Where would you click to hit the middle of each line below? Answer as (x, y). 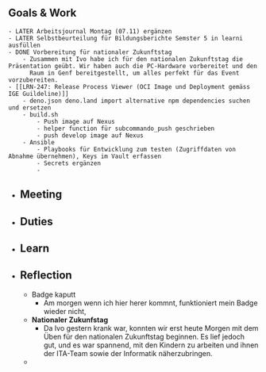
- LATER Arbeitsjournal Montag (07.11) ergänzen (90, 31)
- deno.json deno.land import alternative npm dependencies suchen (136, 101)
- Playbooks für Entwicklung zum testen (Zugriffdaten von (137, 149)
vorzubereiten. (33, 80)
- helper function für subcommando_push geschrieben (126, 128)
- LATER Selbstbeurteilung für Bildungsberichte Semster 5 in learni (126, 38)
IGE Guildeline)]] (39, 94)
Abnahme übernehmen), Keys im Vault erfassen (85, 156)
